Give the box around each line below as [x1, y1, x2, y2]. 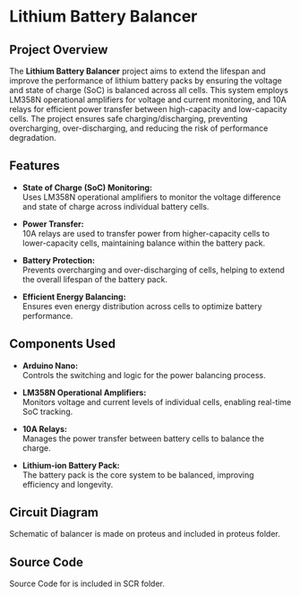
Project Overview [9, 42, 108, 57]
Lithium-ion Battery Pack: [21, 460, 121, 471]
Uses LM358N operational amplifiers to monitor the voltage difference [21, 191, 281, 203]
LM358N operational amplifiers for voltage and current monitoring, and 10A [9, 94, 287, 105]
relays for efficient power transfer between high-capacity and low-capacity [9, 104, 287, 114]
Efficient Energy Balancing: [21, 291, 127, 302]
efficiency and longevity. [21, 479, 114, 489]
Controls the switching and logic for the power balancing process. [21, 369, 266, 380]
